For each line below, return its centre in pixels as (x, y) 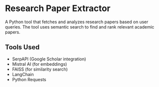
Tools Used (22, 47)
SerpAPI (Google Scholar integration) (49, 59)
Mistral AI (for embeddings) (40, 64)
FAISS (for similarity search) (40, 69)
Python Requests (29, 79)
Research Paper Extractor (58, 8)
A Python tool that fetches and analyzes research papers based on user (77, 22)
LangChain (23, 74)
